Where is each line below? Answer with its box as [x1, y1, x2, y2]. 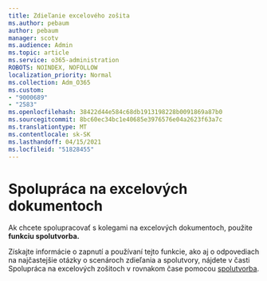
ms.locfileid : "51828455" [8, 145, 94, 153]
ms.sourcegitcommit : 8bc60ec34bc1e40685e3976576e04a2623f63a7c [8, 116, 223, 124]
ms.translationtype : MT [8, 123, 88, 131]
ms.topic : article [8, 49, 69, 57]
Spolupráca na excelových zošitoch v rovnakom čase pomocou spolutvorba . [8, 264, 260, 274]
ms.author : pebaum [8, 19, 69, 27]
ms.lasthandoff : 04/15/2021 [8, 137, 102, 146]
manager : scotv [8, 34, 59, 42]
